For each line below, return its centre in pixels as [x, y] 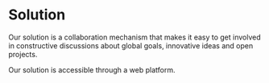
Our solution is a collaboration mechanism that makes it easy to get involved [135, 37]
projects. [23, 54]
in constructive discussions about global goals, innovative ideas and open [131, 45]
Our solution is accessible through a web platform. [92, 69]
